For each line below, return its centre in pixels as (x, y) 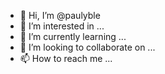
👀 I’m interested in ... (62, 26)
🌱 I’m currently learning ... (73, 36)
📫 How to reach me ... (66, 58)
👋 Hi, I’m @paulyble (60, 15)
